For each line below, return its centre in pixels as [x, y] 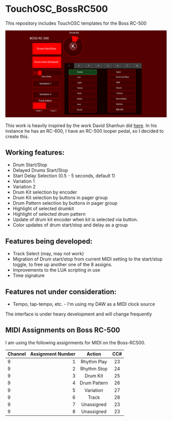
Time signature [29, 275]
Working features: [35, 153]
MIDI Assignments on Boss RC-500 [63, 330]
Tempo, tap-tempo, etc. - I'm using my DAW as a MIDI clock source [84, 304]
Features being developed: [49, 241]
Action [94, 354]
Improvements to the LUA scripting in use [57, 270]
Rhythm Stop [94, 369]
